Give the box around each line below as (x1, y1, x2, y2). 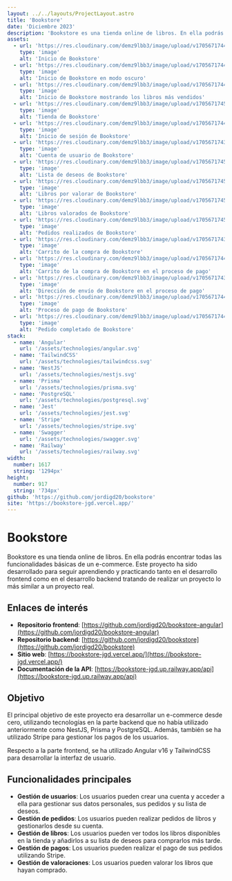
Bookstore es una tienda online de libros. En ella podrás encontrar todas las (7, 552, 222, 561)
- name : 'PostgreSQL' (13, 390, 76, 397)
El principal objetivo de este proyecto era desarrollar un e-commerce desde (7, 710, 223, 719)
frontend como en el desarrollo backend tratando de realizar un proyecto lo (7, 575, 222, 583)
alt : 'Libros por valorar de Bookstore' (19, 191, 137, 198)
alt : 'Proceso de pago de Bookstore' (19, 306, 128, 314)
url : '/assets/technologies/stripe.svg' (19, 422, 137, 430)
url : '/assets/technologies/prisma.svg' (19, 384, 137, 391)
